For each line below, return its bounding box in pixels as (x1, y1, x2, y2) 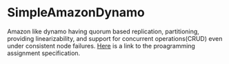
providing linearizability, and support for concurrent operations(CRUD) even (7, 34, 223, 42)
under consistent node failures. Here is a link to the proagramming (7, 42, 195, 50)
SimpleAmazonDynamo (7, 5, 145, 20)
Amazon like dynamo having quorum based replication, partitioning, (7, 27, 200, 35)
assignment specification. (7, 49, 81, 57)
